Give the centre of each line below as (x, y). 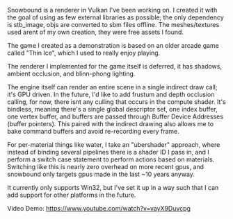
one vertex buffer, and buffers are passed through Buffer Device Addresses (115, 116)
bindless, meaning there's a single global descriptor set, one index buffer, (112, 109)
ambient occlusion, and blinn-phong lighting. (71, 73)
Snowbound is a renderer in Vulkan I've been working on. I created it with (112, 10)
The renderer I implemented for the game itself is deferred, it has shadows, (115, 66)
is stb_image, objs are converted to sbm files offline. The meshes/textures (113, 25)
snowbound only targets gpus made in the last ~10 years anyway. (101, 174)
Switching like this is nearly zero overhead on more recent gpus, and (105, 167)
